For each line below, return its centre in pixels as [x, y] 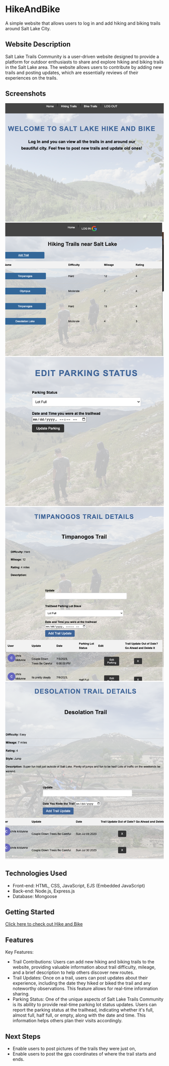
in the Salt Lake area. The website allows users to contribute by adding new [83, 67]
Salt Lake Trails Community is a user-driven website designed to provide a [82, 56]
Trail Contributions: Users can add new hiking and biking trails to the [83, 962]
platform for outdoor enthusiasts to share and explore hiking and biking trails [84, 62]
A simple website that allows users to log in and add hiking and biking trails [83, 23]
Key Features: [19, 952]
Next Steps [23, 1037]
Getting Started [30, 912]
